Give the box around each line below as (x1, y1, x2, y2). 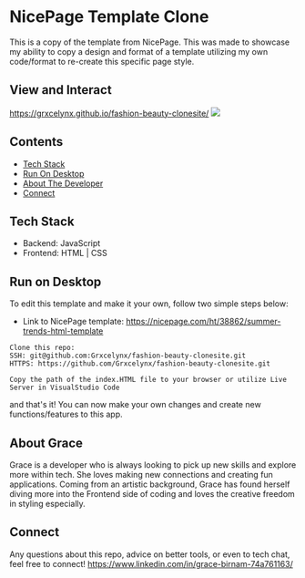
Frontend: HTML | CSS (22, 248, 107, 259)
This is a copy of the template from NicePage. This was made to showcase (9, 36, 290, 47)
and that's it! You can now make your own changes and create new (9, 399, 261, 410)
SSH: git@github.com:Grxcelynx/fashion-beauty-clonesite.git (9, 351, 247, 361)
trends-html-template (22, 325, 104, 336)
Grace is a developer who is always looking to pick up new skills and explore (9, 459, 297, 470)
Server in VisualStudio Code (9, 383, 120, 393)
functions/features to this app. (9, 408, 123, 420)
